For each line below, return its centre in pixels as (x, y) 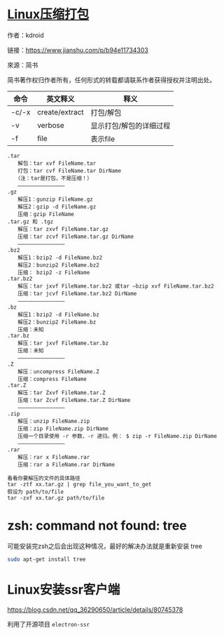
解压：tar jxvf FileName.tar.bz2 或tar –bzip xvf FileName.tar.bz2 (116, 286)
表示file (103, 139)
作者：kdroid (26, 35)
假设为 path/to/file (36, 492)
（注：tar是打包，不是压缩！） (55, 178)
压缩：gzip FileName (46, 214)
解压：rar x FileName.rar (54, 457)
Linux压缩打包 (48, 14)
